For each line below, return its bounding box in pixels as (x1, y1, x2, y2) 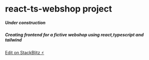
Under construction (5, 19, 46, 25)
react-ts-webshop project (5, 3, 112, 15)
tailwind (5, 37, 22, 43)
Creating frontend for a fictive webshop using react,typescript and (5, 32, 144, 38)
